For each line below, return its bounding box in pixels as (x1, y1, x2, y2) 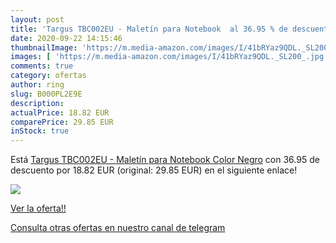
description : (10, 98, 65, 108)
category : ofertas (10, 71, 87, 81)
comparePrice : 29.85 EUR (10, 117, 114, 127)
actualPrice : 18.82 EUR (10, 107, 110, 118)
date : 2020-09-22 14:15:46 (10, 33, 123, 43)
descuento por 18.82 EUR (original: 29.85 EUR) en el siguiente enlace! (10, 164, 298, 176)
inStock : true (10, 126, 70, 136)
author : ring (10, 80, 65, 90)
